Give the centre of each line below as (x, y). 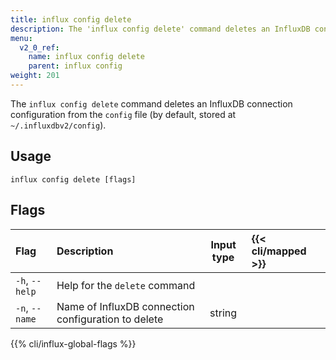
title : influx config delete (71, 19)
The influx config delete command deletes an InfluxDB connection (151, 103)
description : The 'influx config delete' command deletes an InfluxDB (160, 29)
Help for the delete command (126, 285)
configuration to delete (110, 319)
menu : (21, 38)
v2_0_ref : (39, 47)
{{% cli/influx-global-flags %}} (73, 343)
